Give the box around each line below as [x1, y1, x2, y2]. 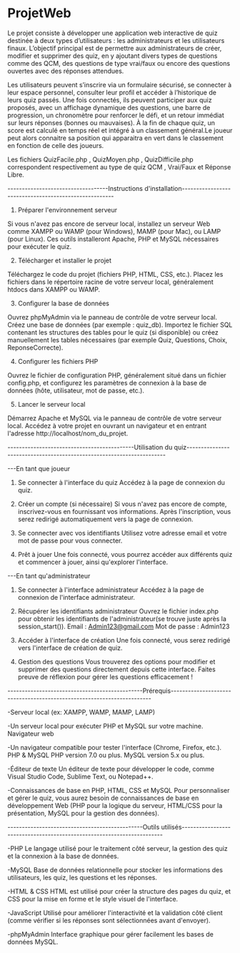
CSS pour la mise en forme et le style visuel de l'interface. [7, 894, 179, 903]
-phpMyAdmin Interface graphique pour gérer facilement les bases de [7, 929, 214, 938]
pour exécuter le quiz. [7, 242, 72, 251]
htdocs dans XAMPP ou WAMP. [7, 285, 101, 294]
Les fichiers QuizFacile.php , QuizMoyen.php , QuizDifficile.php [7, 155, 194, 164]
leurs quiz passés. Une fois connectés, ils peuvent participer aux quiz [7, 95, 212, 104]
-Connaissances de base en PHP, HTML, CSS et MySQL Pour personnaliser [7, 786, 230, 794]
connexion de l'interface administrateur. [17, 593, 136, 601]
